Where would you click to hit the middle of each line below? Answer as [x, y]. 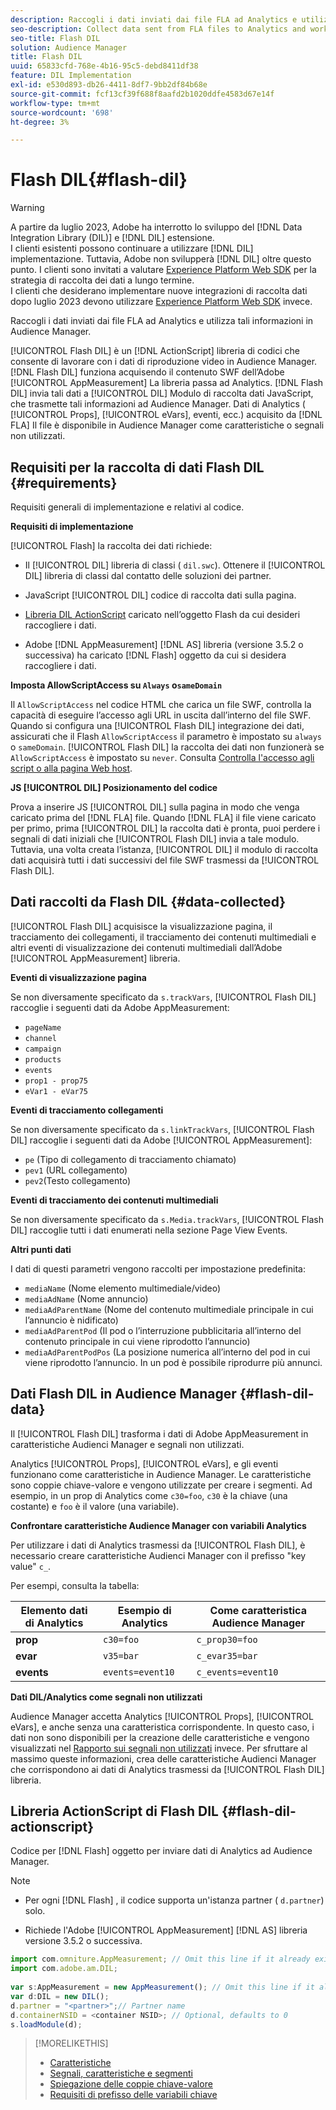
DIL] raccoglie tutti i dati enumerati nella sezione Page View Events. [149, 1230]
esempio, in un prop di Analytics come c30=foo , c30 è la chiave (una [149, 1495]
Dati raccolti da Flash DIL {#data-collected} [148, 902]
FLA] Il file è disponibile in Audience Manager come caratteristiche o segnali [167, 425]
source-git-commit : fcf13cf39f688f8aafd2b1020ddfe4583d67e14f [142, 94]
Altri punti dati [41, 1249]
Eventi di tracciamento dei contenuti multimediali [114, 1200]
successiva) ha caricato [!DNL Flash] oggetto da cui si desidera [155, 655]
